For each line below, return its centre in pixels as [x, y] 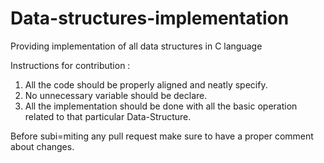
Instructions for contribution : [70, 65]
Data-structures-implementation [150, 18]
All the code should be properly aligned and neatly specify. [146, 84]
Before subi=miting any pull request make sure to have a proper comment [162, 136]
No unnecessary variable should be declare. [116, 95]
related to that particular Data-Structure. [108, 116]
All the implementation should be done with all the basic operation [161, 106]
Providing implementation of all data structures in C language [136, 46]
